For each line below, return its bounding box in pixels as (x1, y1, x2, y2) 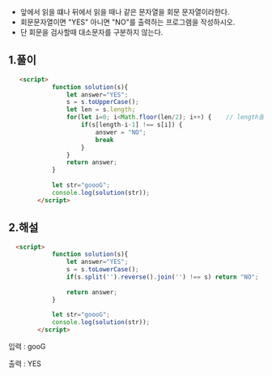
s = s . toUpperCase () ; (66, 98, 139, 106)
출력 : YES (8, 359, 42, 368)
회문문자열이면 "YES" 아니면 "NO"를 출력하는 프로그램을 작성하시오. (19, 17, 236, 27)
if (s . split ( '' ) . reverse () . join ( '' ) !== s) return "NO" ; (66, 273, 259, 281)
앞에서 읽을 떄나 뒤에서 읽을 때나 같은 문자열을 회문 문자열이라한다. (19, 7, 230, 16)
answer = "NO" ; (95, 128, 147, 136)
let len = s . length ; (66, 106, 136, 114)
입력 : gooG (8, 342, 46, 351)
